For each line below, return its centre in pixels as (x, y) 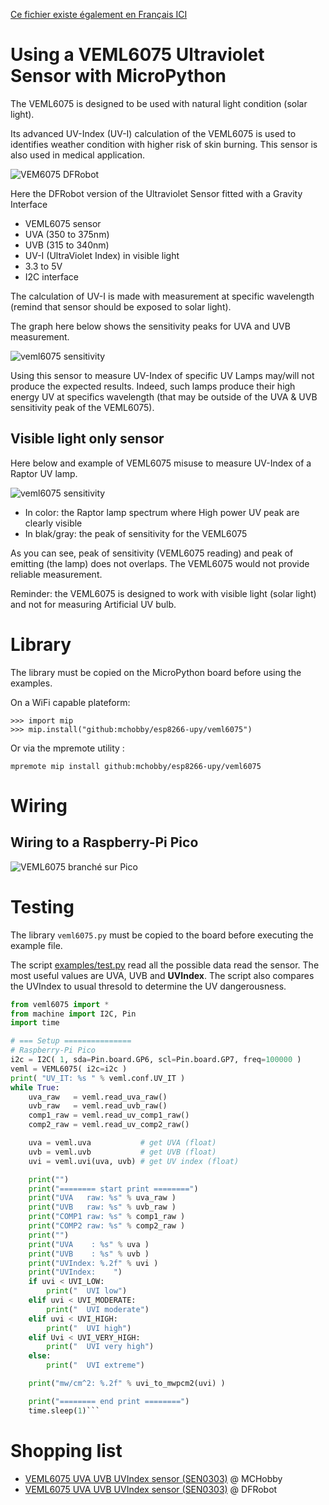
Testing (42, 906)
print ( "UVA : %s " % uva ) (89, 1244)
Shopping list (66, 1450)
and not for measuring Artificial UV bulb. (93, 604)
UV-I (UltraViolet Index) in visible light (102, 255)
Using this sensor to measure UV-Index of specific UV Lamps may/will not (162, 375)
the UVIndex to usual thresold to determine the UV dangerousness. (148, 986)
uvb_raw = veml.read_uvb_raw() (98, 1106)
